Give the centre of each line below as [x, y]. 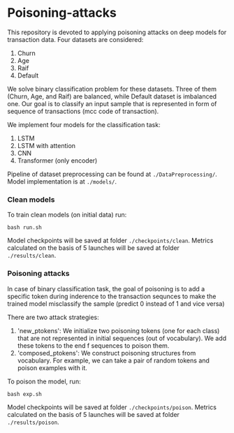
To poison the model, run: [44, 381]
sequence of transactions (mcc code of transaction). [83, 111]
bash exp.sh [24, 394]
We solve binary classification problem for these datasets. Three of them [112, 89]
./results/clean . [32, 256]
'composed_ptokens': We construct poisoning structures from [107, 353]
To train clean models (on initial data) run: [67, 215]
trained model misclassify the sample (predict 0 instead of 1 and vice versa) [116, 303]
